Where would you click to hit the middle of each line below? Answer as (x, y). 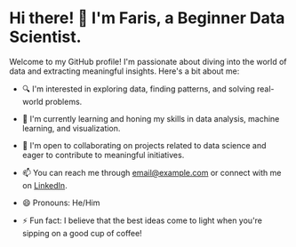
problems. (64, 101)
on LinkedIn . (45, 185)
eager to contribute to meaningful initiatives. (103, 155)
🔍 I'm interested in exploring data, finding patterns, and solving (138, 89)
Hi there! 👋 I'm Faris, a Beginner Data (147, 18)
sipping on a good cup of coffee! (82, 233)
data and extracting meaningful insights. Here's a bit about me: (124, 71)
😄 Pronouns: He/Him (61, 203)
